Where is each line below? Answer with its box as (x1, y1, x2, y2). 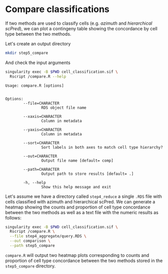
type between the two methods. (5, 31, 71, 37)
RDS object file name (41, 105, 87, 110)
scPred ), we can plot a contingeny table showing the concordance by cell (5, 25, 157, 31)
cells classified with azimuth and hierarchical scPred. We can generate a (5, 198, 155, 204)
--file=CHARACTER (23, 101, 59, 106)
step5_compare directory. (5, 263, 56, 269)
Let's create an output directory (5, 40, 71, 46)
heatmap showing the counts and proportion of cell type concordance (5, 204, 151, 210)
